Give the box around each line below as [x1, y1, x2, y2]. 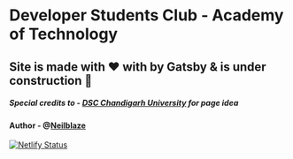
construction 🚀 [9, 72, 93, 88]
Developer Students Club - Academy [9, 5, 284, 26]
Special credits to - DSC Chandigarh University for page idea [9, 98, 239, 109]
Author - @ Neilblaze [9, 120, 87, 131]
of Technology [9, 24, 118, 44]
